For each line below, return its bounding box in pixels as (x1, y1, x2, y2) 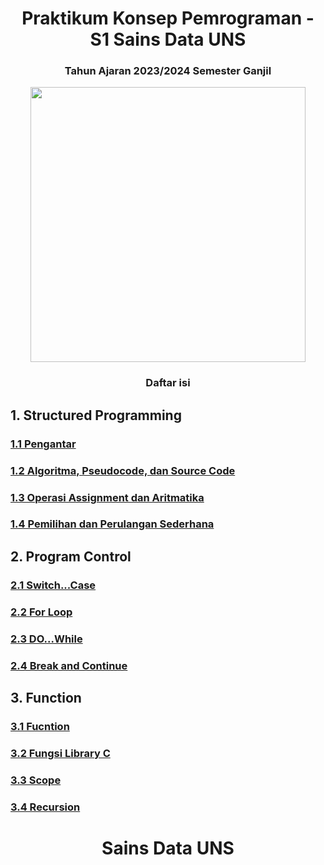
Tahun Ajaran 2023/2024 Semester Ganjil (64, 64, 272, 78)
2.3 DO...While (10, 632, 83, 646)
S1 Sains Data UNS (89, 28, 247, 51)
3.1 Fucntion (10, 719, 70, 733)
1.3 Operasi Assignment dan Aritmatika (10, 490, 205, 504)
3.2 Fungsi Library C (10, 746, 111, 760)
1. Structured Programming (10, 407, 182, 424)
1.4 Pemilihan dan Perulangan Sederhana (10, 517, 215, 531)
